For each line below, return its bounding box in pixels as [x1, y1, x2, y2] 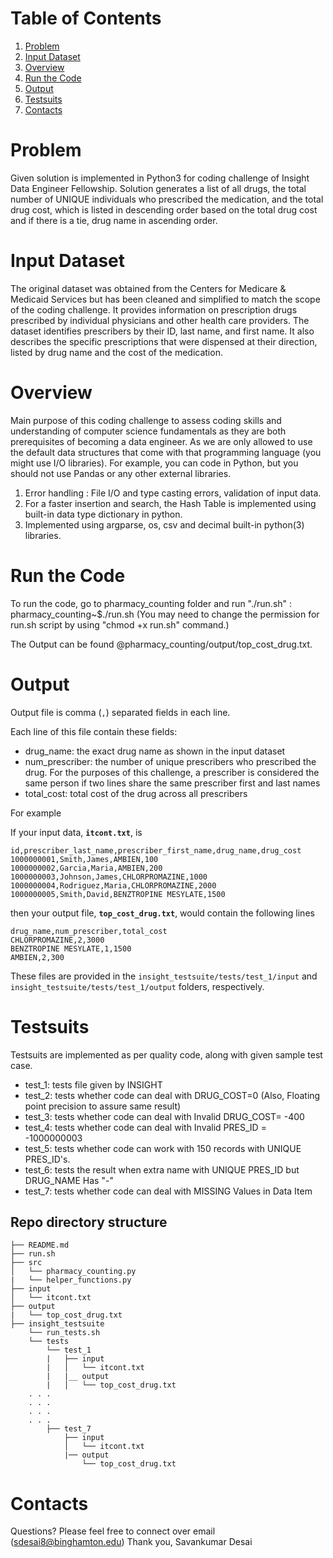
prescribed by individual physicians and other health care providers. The [10, 314, 310, 326]
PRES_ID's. [24, 1153, 71, 1165]
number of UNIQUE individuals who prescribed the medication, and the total [10, 193, 324, 205]
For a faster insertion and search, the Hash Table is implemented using [24, 497, 317, 509]
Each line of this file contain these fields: [10, 725, 178, 737]
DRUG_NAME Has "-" [24, 1174, 114, 1186]
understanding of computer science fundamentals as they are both [10, 425, 287, 437]
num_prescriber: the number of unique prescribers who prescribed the [24, 755, 317, 767]
